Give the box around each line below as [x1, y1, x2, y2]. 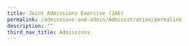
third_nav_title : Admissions [7, 28, 90, 36]
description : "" [7, 22, 53, 29]
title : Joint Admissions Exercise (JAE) [7, 9, 125, 17]
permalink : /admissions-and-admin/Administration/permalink [7, 16, 183, 23]
